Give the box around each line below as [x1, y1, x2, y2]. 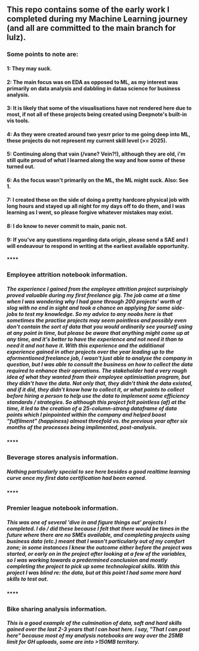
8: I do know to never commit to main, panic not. [6, 223, 128, 230]
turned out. [6, 163, 35, 170]
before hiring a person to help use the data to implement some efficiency [6, 392, 190, 399]
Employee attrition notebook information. [6, 270, 128, 279]
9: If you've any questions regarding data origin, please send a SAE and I [6, 236, 188, 243]
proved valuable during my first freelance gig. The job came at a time [6, 291, 181, 298]
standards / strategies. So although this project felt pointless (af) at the [6, 398, 187, 405]
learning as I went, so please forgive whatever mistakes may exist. [6, 209, 174, 216]
